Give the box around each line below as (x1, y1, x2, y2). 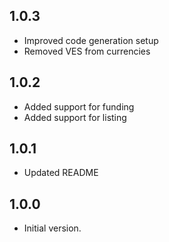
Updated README (23, 167, 99, 179)
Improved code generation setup (23, 34, 159, 46)
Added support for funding (23, 100, 135, 113)
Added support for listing (23, 111, 127, 123)
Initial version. (23, 222, 82, 234)
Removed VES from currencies (23, 45, 151, 57)
